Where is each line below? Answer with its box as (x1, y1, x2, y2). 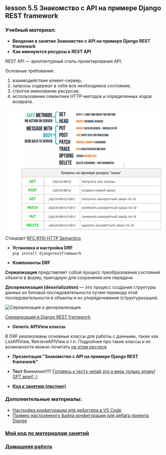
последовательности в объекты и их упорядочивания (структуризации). (5, 295, 159, 301)
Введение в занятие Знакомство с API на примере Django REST (12, 38, 151, 44)
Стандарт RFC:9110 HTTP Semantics (5, 235, 81, 241)
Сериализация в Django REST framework (5, 314, 91, 320)
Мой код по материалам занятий (5, 430, 89, 437)
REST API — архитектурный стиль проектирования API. (5, 58, 122, 64)
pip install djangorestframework (12, 251, 82, 256)
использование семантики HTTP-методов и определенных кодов (12, 93, 152, 99)
